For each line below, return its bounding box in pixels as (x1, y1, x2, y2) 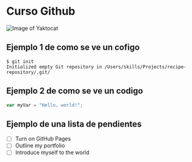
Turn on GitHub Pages (15, 135, 71, 142)
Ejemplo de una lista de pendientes (6, 119, 142, 129)
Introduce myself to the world (15, 149, 90, 156)
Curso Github (6, 4, 76, 18)
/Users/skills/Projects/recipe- (104, 64, 187, 70)
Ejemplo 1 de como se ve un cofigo (6, 42, 140, 53)
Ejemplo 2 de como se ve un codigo (6, 86, 143, 96)
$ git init (6, 58, 34, 65)
